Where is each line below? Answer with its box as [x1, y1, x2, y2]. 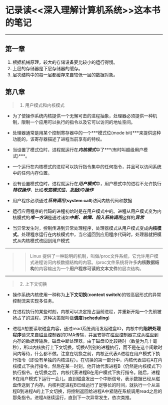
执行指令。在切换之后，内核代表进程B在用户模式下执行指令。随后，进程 [12, 369, 160, 375]
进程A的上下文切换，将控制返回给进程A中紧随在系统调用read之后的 [24, 388, 162, 394]
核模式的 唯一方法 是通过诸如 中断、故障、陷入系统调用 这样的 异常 [12, 214, 144, 220]
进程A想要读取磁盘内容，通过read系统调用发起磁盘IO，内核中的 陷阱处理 [12, 325, 161, 331]
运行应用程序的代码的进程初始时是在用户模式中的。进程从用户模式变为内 [12, 208, 161, 214]
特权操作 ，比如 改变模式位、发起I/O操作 [12, 187, 93, 193]
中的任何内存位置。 [12, 170, 52, 176]
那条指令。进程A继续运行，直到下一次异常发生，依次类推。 [12, 394, 134, 400]
